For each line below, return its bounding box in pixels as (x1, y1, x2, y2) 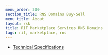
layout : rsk (5, 21, 30, 26)
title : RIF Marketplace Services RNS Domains (5, 26, 103, 31)
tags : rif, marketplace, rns (5, 30, 67, 35)
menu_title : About (5, 16, 44, 21)
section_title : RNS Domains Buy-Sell (5, 12, 85, 17)
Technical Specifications (12, 44, 64, 50)
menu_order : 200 (5, 7, 40, 12)
